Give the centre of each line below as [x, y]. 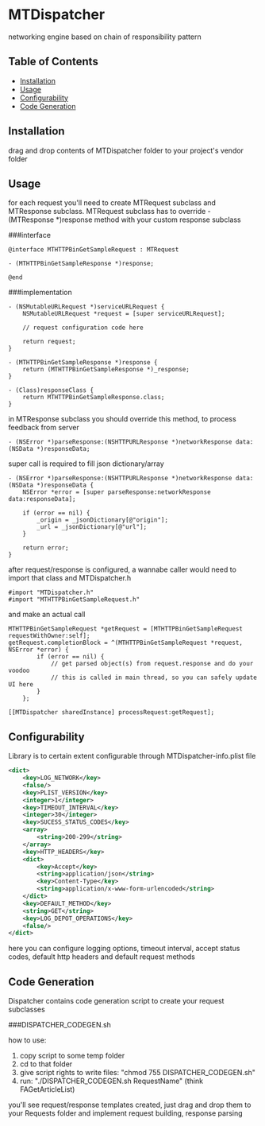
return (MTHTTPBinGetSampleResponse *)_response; [106, 370]
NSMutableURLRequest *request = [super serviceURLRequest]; [124, 314]
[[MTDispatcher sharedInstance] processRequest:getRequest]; [111, 712]
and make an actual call [47, 615]
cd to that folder [46, 1064]
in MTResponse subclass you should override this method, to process [122, 419]
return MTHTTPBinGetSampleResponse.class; [94, 398]
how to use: [27, 1040]
